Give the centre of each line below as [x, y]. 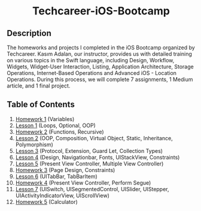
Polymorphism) [34, 144]
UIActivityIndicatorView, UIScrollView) [62, 195]
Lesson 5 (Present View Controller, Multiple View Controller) [89, 164]
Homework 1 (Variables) [45, 119]
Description [29, 33]
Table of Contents [41, 105]
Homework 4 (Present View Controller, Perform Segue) [83, 183]
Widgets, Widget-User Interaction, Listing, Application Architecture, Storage [100, 67]
